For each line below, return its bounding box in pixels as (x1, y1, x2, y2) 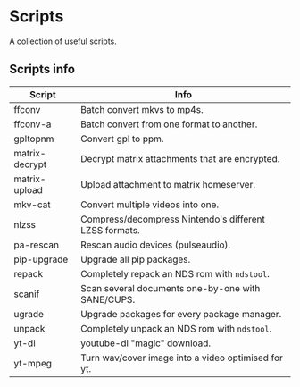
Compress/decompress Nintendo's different (79, 213, 266, 225)
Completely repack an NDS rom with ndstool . (79, 267, 271, 280)
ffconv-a (13, 118, 52, 130)
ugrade (13, 307, 45, 320)
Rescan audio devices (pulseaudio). (79, 239, 231, 251)
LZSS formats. (79, 223, 140, 236)
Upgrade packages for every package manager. (79, 307, 282, 320)
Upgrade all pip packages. (79, 253, 191, 265)
